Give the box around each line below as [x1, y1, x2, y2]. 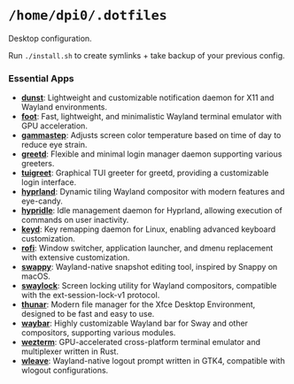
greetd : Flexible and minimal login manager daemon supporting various [20, 149, 282, 159]
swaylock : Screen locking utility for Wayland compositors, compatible [20, 280, 277, 291]
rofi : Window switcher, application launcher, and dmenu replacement [20, 242, 274, 254]
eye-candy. [20, 196, 64, 206]
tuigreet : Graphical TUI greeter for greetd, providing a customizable [20, 167, 269, 179]
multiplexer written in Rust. [20, 346, 119, 357]
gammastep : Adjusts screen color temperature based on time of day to [20, 130, 282, 141]
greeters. [20, 158, 55, 169]
